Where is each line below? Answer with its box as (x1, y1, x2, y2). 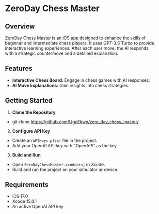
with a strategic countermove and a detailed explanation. (5, 50, 119, 56)
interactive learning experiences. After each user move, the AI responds (5, 46, 149, 51)
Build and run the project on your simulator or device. (12, 167, 119, 172)
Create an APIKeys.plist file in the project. (12, 138, 97, 143)
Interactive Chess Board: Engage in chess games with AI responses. (12, 77, 150, 83)
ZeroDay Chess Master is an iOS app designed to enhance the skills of (5, 35, 146, 41)
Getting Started (5, 96, 53, 105)
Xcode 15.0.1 (12, 199, 37, 204)
